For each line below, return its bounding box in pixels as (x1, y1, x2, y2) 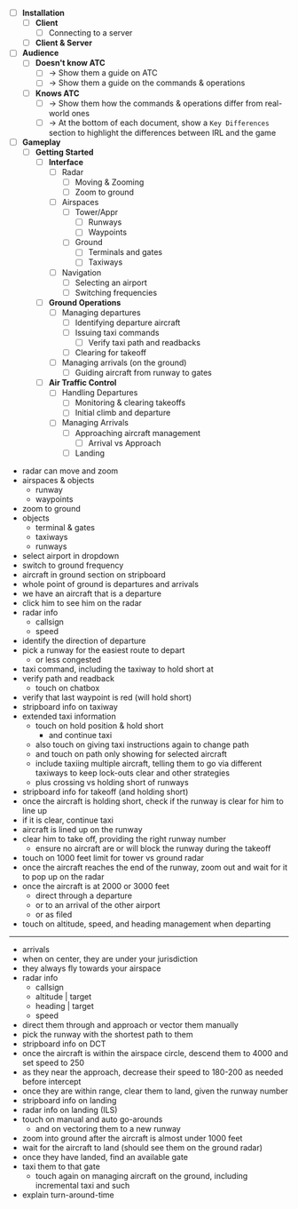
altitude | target (35, 990, 92, 1002)
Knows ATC (35, 88, 80, 99)
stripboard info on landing (21, 1094, 117, 1105)
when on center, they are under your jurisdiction (21, 953, 198, 964)
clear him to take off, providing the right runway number (21, 833, 227, 844)
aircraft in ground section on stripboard (21, 569, 166, 580)
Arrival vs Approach (88, 437, 161, 448)
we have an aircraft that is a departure (21, 588, 162, 599)
